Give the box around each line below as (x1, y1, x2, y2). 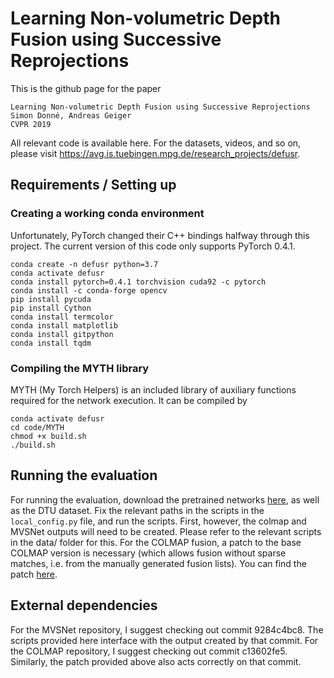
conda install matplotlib (10, 320, 118, 331)
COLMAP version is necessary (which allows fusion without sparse (10, 547, 287, 559)
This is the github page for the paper (10, 82, 162, 94)
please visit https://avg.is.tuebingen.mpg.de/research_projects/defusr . (10, 147, 301, 159)
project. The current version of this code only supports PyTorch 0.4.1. (10, 240, 296, 252)
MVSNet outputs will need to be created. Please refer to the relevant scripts (10, 525, 322, 537)
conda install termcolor (10, 312, 114, 322)
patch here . (10, 568, 58, 580)
